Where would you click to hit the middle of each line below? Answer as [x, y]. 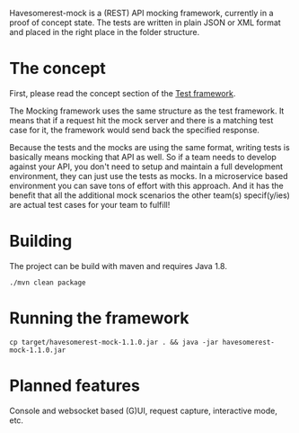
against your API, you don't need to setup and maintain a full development [146, 167]
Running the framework [100, 318]
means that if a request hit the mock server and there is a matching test [141, 120]
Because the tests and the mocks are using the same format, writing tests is [149, 147]
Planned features [75, 385]
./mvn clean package [48, 283]
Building [41, 241]
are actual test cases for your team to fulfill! [90, 204]
